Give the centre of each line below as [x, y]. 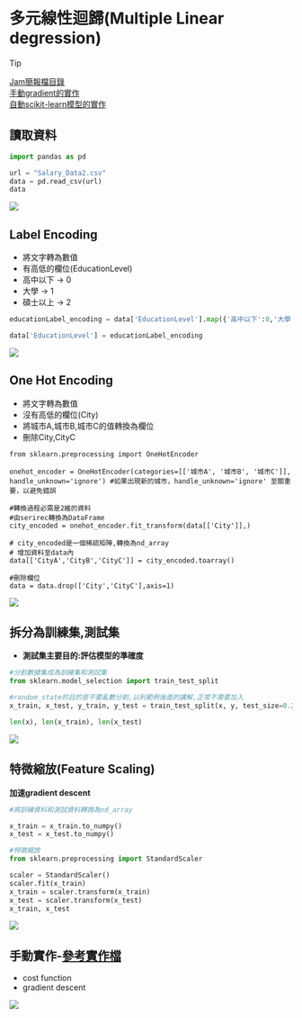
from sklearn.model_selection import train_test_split [114, 681]
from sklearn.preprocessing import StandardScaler [106, 859]
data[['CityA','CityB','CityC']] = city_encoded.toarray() [122, 560]
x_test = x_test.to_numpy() [62, 834]
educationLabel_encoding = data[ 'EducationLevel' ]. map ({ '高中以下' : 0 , [142, 320]
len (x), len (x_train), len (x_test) [76, 722]
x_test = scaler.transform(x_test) [76, 900]
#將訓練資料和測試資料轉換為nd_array [71, 810]
